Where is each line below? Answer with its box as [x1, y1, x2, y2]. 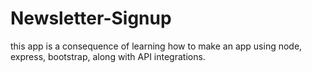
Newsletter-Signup [10, 7, 172, 30]
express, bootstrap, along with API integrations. [10, 50, 206, 62]
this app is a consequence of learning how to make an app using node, [10, 40, 303, 52]
